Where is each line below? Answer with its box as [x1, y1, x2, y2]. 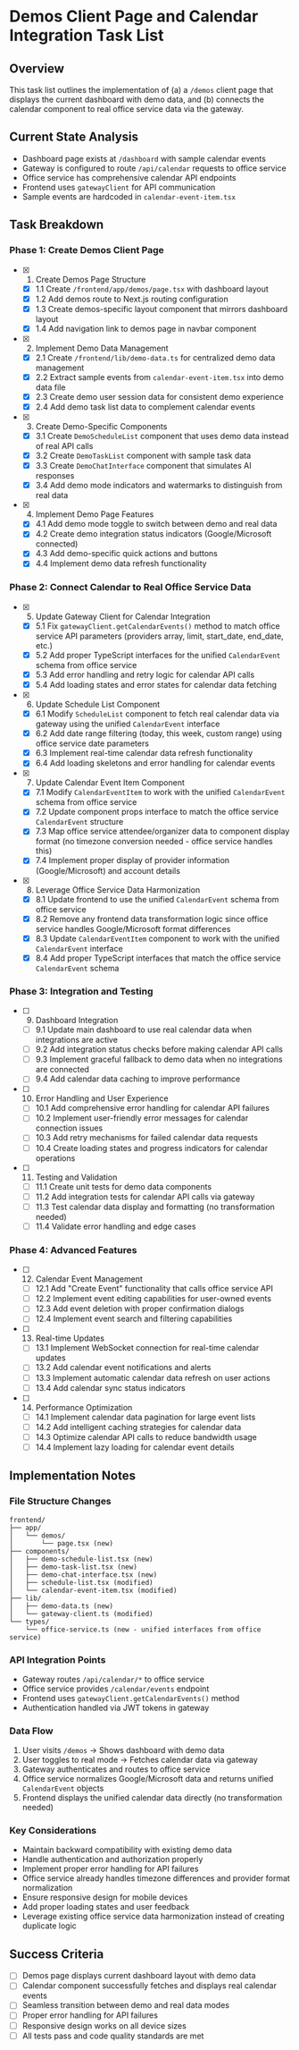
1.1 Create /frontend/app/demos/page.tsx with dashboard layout [35, 284, 270, 294]
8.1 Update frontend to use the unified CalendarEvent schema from [35, 894, 279, 904]
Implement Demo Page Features [35, 509, 154, 520]
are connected [35, 1064, 89, 1075]
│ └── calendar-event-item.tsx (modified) [9, 1586, 178, 1595]
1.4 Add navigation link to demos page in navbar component [35, 323, 257, 334]
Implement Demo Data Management [35, 343, 169, 353]
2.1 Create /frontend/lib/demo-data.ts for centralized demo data [35, 352, 276, 363]
